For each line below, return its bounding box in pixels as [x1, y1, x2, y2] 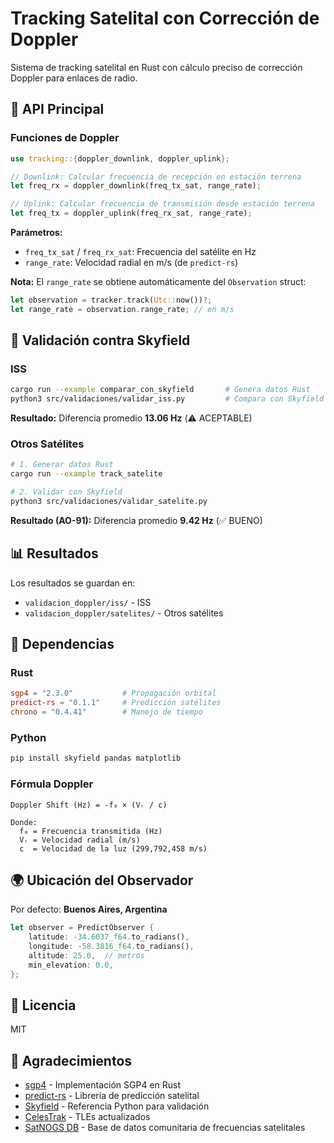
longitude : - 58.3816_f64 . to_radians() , [28, 942, 195, 952]
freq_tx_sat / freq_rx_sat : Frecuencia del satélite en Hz [24, 246, 257, 257]
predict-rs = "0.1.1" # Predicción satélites [10, 698, 222, 708]
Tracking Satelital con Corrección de [10, 7, 320, 30]
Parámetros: [10, 227, 63, 238]
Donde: [10, 817, 38, 827]
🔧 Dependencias [10, 636, 115, 653]
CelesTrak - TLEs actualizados [24, 1111, 151, 1123]
